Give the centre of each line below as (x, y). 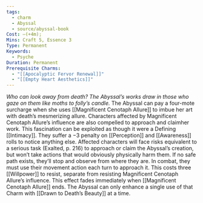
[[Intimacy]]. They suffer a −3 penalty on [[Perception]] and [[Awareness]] (99, 135)
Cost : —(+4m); (24, 35)
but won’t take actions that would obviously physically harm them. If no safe (101, 155)
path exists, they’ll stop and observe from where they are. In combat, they (98, 161)
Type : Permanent (27, 46)
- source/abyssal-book (40, 29)
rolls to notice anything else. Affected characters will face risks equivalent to (101, 142)
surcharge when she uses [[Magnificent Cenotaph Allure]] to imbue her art (99, 110)
